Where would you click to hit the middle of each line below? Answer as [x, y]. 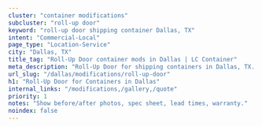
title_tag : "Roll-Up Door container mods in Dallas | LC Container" [123, 60]
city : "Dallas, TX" [40, 52]
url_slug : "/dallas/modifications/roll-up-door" [89, 74]
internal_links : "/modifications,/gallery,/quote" [93, 89]
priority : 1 [28, 96]
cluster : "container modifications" [68, 15]
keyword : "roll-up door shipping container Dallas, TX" [101, 30]
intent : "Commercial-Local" [54, 37]
